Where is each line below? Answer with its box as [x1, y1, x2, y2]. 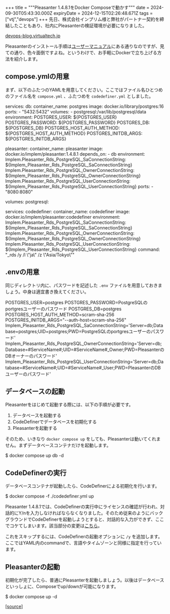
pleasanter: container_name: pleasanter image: [5, 145, 103, 152]
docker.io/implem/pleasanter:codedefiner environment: [5, 214, 120, 220]
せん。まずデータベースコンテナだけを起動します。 [5, 442, 111, 449]
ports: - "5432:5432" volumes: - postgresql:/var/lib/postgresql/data [5, 108, 147, 114]
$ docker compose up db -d [5, 452, 64, 459]
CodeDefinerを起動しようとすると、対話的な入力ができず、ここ [31, 516, 164, 522]
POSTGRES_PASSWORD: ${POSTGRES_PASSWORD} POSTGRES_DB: [5, 119, 150, 126]
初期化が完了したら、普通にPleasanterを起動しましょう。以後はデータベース [5, 577, 164, 583]
